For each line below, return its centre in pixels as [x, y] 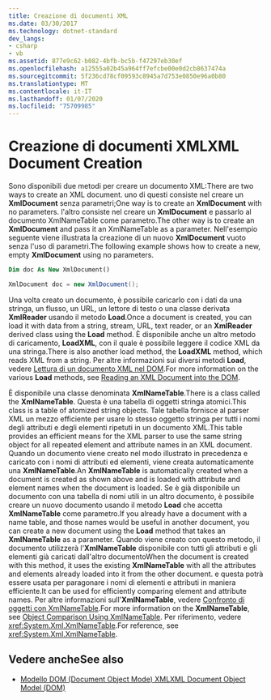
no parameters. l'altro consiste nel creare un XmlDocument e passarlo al [130, 212]
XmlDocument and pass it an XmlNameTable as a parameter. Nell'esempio [133, 229]
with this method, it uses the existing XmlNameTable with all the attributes [132, 565]
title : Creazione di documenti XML [68, 16]
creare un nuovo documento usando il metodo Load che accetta [115, 505]
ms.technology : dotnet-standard [63, 31]
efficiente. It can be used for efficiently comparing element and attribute [127, 591]
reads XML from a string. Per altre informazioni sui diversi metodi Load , [127, 360]
